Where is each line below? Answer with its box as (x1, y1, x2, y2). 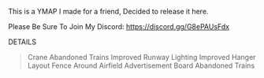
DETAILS (8, 37, 37, 46)
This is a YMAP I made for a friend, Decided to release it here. (8, 7, 209, 16)
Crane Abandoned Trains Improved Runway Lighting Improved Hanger (27, 53, 256, 61)
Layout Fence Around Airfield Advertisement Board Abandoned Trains (27, 61, 255, 70)
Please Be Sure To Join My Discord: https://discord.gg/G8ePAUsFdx (8, 22, 230, 31)
